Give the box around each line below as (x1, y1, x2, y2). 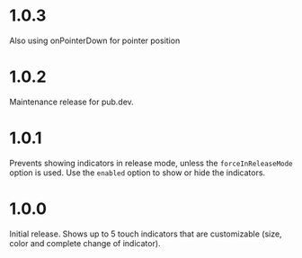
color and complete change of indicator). (9, 237, 161, 248)
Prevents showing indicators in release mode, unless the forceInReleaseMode (9, 157, 294, 168)
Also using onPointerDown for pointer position (9, 35, 181, 46)
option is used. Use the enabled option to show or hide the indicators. (9, 167, 266, 178)
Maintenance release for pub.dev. (9, 96, 135, 107)
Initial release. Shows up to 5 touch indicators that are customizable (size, (9, 228, 282, 239)
